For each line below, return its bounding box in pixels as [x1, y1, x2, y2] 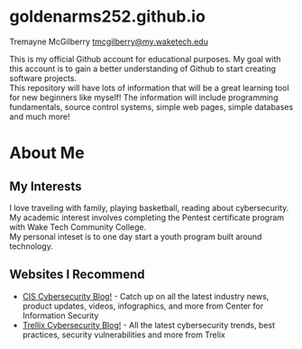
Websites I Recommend [9, 267, 145, 282]
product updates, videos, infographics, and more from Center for [22, 300, 264, 311]
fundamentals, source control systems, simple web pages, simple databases [9, 101, 294, 112]
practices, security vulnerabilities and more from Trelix [22, 329, 225, 340]
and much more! [9, 111, 70, 122]
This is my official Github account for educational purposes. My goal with [9, 53, 281, 64]
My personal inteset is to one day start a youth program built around [9, 231, 262, 242]
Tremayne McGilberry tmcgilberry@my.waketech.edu [9, 36, 209, 47]
